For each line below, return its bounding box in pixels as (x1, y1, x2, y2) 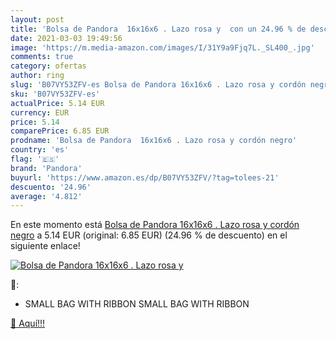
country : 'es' (10, 145, 70, 155)
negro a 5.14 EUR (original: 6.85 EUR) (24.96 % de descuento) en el (10, 229, 288, 241)
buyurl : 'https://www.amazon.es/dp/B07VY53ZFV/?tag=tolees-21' (10, 172, 280, 183)
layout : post (10, 14, 65, 25)
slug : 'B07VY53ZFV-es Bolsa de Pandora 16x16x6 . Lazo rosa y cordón (10, 80, 307, 90)
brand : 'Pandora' (10, 163, 83, 173)
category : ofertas (10, 61, 87, 71)
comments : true (10, 52, 74, 62)
